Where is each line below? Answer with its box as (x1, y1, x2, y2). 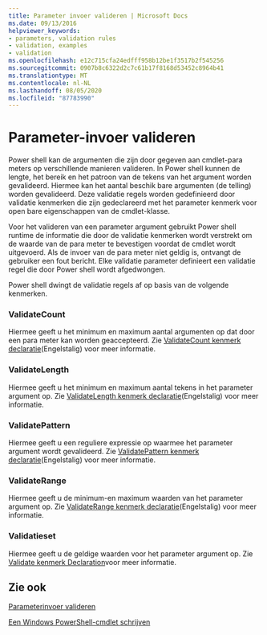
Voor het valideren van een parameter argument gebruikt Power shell (8, 222, 237, 231)
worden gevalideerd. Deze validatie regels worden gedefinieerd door (8, 190, 236, 199)
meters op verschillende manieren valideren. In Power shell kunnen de (8, 164, 241, 174)
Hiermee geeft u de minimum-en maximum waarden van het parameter (8, 494, 243, 503)
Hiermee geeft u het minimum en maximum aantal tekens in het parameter (8, 383, 253, 392)
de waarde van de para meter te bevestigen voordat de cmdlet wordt (8, 239, 237, 249)
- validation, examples (8, 42, 88, 50)
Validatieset (8, 531, 56, 542)
